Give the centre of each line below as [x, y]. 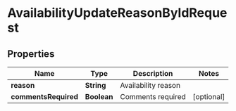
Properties [31, 54]
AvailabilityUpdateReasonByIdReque [117, 13]
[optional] [209, 97]
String [95, 85]
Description [153, 73]
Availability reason [150, 85]
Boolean [99, 97]
